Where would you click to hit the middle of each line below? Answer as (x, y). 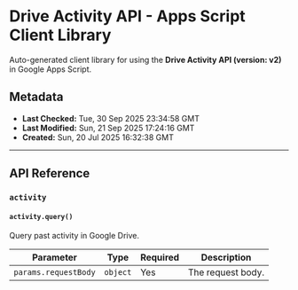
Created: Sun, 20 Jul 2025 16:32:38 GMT (98, 137)
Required (160, 257)
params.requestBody (55, 273)
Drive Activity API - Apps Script (127, 16)
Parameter (55, 257)
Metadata (36, 97)
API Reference (50, 173)
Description (226, 257)
